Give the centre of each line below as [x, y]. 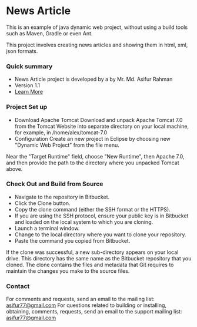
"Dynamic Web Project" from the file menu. [67, 145]
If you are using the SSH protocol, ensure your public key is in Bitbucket [101, 216]
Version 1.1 [27, 85]
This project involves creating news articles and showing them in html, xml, [97, 45]
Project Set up [27, 107]
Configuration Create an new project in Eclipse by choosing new [92, 138]
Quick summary [29, 66]
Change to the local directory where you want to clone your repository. [100, 234]
